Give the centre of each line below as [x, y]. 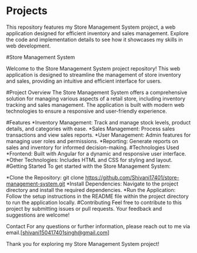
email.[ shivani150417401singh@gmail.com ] [58, 232]
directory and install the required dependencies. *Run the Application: [91, 190]
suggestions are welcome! [38, 215]
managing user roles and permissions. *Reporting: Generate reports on [92, 141]
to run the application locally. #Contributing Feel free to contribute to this [94, 202]
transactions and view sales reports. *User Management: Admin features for [98, 135]
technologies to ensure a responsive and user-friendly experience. [86, 111]
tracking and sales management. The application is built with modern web [95, 104]
